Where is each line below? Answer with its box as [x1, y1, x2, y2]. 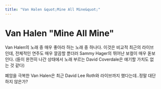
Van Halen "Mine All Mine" [5, 27, 115, 38]
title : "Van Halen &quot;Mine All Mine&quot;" [5, 7, 101, 12]
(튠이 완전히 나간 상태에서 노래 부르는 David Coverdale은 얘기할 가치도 [15, 56, 149, 62]
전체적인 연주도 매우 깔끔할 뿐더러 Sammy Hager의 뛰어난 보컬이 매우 [15, 50, 146, 56]
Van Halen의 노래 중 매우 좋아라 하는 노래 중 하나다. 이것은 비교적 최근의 [5, 44, 141, 50]
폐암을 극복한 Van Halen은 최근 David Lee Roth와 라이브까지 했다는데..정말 [5, 73, 147, 78]
